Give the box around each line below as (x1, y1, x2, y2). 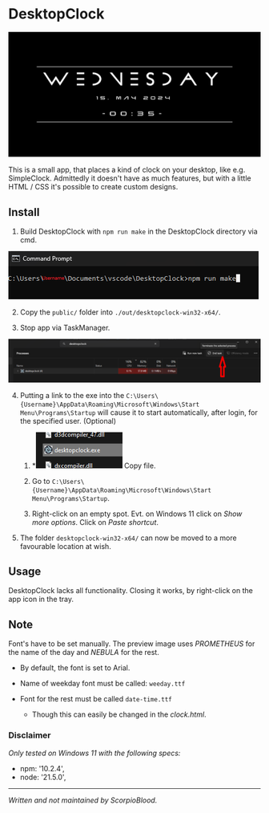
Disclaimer (8, 730, 51, 741)
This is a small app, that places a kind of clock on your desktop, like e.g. (8, 165, 246, 175)
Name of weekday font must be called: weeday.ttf (19, 679, 186, 689)
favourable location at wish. (19, 541, 112, 551)
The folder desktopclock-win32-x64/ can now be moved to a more (19, 533, 238, 543)
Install (8, 205, 40, 219)
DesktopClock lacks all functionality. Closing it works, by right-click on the (8, 586, 254, 596)
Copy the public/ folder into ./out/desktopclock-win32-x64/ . (19, 307, 222, 317)
